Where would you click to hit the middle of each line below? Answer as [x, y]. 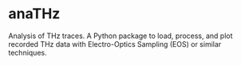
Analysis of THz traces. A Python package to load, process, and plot [120, 36]
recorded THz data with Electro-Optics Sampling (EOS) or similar [115, 44]
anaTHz [34, 14]
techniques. [28, 52]
